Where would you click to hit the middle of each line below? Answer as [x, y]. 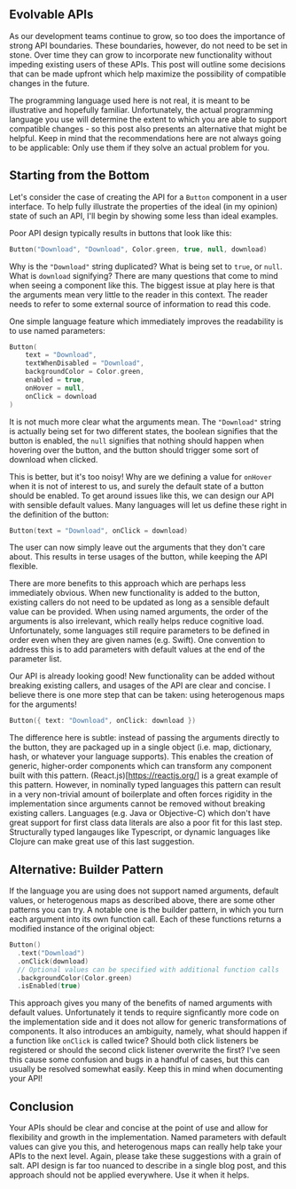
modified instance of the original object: [82, 929]
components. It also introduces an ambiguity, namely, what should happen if [148, 1031]
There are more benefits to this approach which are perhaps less [128, 583]
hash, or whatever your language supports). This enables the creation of [141, 757]
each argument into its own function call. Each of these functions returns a [145, 919]
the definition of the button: [59, 514]
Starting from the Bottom [79, 175]
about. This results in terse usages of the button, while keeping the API [138, 557]
